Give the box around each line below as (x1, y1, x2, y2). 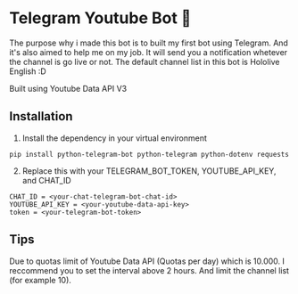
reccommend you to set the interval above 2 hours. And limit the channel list (9, 265, 290, 275)
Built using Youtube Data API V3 (9, 83, 128, 94)
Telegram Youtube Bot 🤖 (9, 8, 192, 29)
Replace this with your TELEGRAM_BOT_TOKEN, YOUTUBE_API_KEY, (21, 165, 277, 176)
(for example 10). (9, 274, 71, 285)
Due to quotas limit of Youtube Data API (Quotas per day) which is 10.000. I (9, 256, 286, 266)
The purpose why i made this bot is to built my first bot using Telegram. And (9, 37, 288, 48)
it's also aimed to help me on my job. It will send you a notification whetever (9, 46, 288, 57)
